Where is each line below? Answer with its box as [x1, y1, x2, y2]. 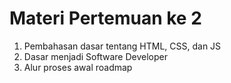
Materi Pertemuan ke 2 [9, 7, 202, 30]
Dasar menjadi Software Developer [23, 50, 168, 62]
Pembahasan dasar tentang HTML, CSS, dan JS [23, 40, 222, 52]
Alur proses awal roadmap [23, 61, 133, 73]
